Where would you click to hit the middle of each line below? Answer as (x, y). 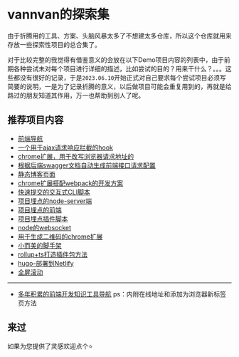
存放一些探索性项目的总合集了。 (54, 44)
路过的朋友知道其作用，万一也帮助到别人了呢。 (76, 95)
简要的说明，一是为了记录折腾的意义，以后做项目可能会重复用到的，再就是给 (119, 86)
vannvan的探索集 (59, 15)
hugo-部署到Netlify (46, 263)
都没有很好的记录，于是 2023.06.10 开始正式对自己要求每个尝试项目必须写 (119, 77)
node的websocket (44, 227)
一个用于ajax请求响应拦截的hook (65, 148)
